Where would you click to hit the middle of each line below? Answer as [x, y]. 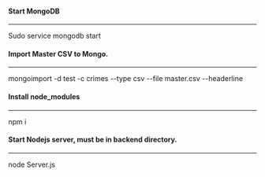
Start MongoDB [34, 11]
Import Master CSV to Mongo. [58, 53]
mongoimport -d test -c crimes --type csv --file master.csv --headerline [125, 79]
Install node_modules [44, 97]
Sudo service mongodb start [54, 36]
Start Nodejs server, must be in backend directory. [93, 140]
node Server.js [32, 164]
